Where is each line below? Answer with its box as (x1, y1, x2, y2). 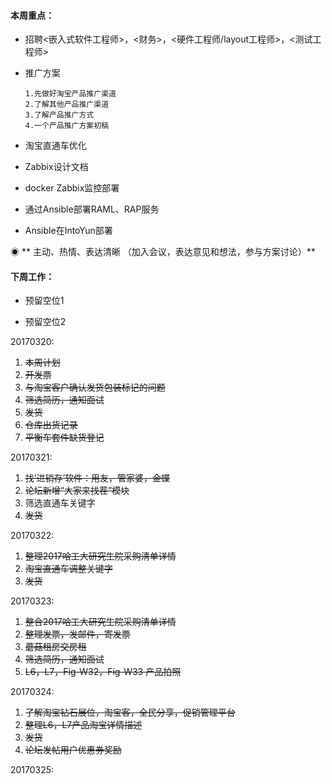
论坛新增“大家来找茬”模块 (24, 485, 130, 497)
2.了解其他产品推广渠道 (24, 100, 110, 110)
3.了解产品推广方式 (24, 110, 95, 120)
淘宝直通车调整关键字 (24, 563, 113, 575)
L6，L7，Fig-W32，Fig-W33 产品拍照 (24, 666, 182, 678)
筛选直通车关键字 (24, 497, 96, 509)
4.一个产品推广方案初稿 (24, 121, 110, 131)
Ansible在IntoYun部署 (24, 225, 113, 237)
